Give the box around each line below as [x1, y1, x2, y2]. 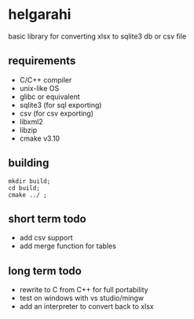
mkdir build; [8, 177, 51, 185]
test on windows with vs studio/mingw [19, 293, 144, 303]
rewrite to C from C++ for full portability [19, 285, 148, 295]
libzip [19, 125, 38, 134]
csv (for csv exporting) [19, 108, 94, 118]
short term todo [8, 212, 86, 225]
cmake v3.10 [19, 134, 60, 143]
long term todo [8, 264, 82, 277]
